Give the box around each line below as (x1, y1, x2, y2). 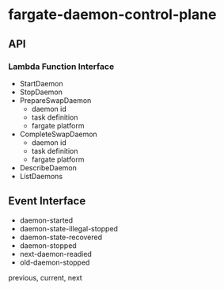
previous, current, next (8, 273, 83, 282)
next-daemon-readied (19, 249, 93, 258)
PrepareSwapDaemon (19, 95, 92, 105)
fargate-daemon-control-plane (8, 6, 217, 24)
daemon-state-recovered (19, 232, 103, 242)
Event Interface (8, 194, 86, 208)
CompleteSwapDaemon (19, 129, 97, 139)
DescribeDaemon (19, 162, 78, 172)
